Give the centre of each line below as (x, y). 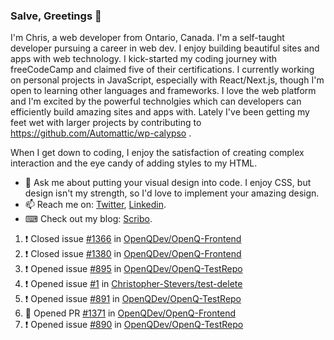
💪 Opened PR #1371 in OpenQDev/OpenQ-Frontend (130, 313)
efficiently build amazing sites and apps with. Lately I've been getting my (160, 112)
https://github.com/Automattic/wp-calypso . (101, 133)
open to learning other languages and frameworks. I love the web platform (163, 91)
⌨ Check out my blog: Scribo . (88, 219)
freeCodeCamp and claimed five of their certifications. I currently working (162, 70)
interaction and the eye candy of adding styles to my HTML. (134, 163)
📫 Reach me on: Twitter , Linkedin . (95, 205)
